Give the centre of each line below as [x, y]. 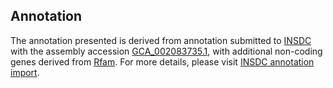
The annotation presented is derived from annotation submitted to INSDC [161, 40]
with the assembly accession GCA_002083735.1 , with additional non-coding [166, 51]
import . [25, 72]
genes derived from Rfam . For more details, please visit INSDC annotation [162, 61]
